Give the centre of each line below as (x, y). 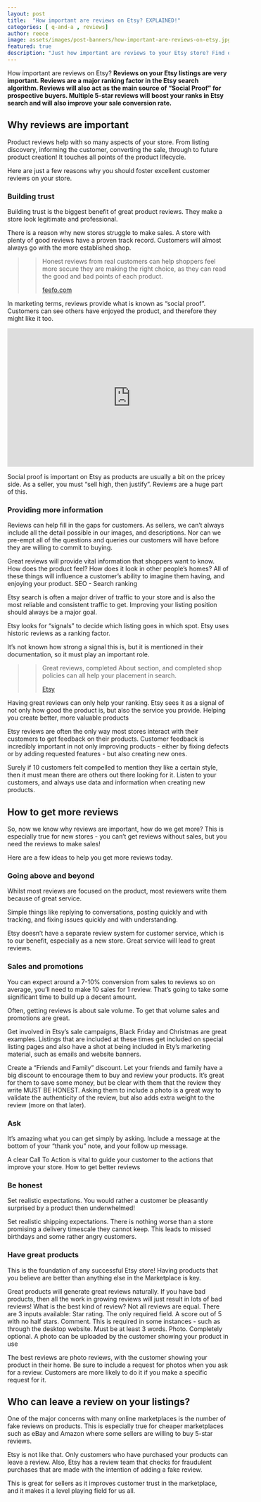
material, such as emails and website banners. (75, 1054)
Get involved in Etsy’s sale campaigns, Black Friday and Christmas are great (117, 1031)
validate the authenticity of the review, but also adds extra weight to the (111, 1097)
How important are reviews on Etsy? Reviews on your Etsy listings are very (117, 73)
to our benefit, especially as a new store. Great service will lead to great (112, 941)
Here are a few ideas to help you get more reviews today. (90, 858)
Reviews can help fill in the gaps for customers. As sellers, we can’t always (116, 526)
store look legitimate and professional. (63, 219)
